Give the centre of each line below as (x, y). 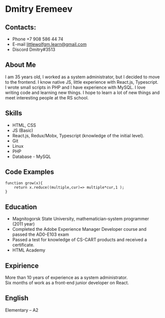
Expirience (22, 266)
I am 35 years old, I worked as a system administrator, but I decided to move (82, 77)
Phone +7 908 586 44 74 (38, 39)
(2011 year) (23, 224)
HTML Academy (29, 250)
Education (21, 207)
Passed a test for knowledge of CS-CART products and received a (80, 240)
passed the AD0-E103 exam (40, 234)
